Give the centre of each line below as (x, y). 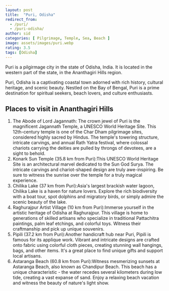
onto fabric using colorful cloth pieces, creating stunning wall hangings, (88, 245)
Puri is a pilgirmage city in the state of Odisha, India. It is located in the (79, 67)
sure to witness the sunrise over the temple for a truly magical (77, 175)
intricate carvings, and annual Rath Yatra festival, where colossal (80, 143)
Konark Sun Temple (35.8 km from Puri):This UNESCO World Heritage (86, 159)
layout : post (19, 10)
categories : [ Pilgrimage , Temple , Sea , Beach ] (58, 39)
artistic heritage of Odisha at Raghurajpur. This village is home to (80, 213)
